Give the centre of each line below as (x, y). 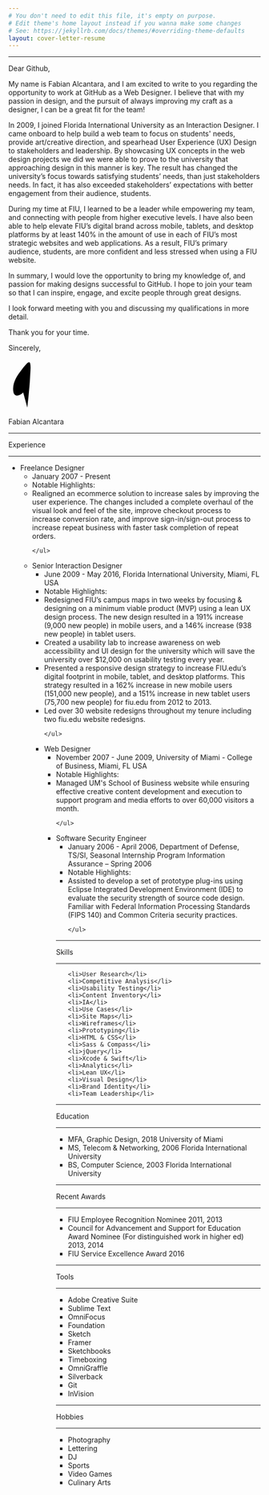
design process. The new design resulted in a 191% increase (144, 617)
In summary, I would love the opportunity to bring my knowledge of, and (127, 276)
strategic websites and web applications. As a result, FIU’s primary (118, 243)
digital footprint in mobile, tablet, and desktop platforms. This (145, 676)
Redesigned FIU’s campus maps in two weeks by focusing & (143, 600)
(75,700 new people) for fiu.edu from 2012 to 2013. (128, 702)
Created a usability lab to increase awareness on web (132, 642)
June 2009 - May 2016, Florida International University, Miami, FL (152, 574)
